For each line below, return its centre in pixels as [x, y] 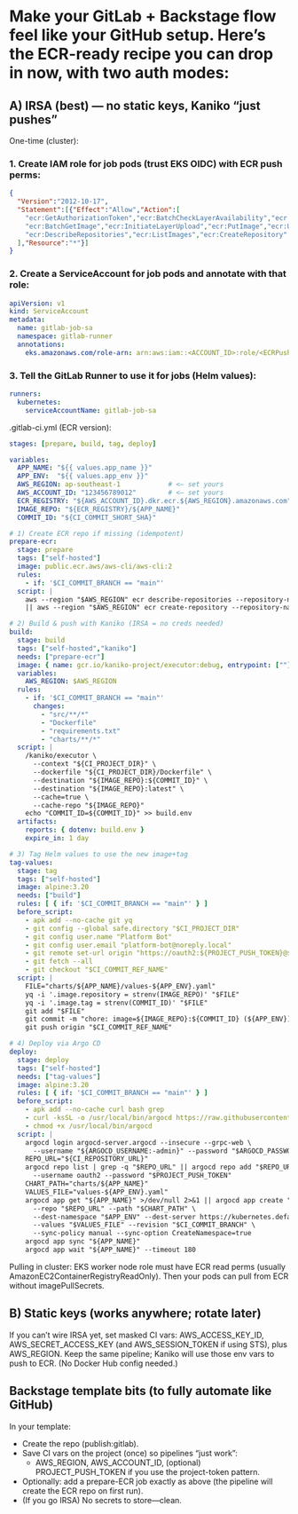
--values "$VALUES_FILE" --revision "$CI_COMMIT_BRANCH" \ [144, 1225]
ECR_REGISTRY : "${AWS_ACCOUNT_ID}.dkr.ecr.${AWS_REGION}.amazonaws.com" [154, 501]
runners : [25, 394]
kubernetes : [39, 402]
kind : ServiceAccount [49, 311]
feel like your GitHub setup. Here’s [137, 35]
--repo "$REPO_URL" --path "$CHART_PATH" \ [114, 1209]
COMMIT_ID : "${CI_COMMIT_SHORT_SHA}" [87, 517]
